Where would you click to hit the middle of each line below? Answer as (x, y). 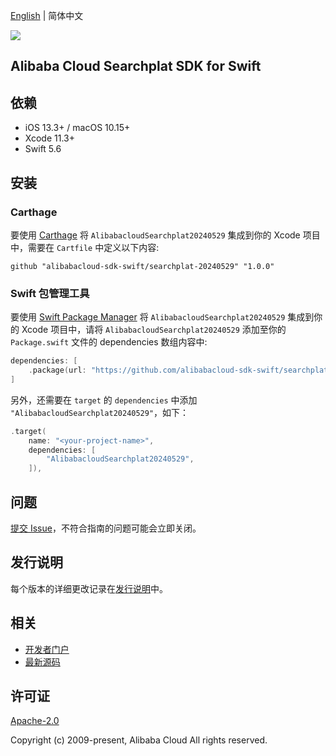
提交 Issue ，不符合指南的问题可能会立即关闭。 (106, 528)
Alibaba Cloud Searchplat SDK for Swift (136, 66)
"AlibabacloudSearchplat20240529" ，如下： (100, 412)
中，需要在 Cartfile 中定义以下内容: (85, 247)
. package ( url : (57, 370)
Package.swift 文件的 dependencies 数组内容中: (109, 342)
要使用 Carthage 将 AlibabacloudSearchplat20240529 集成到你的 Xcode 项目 (165, 235)
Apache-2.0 (35, 721)
